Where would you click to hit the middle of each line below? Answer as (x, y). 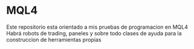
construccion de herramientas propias (54, 39)
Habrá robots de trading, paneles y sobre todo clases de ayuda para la (94, 33)
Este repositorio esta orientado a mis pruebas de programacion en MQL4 (97, 27)
